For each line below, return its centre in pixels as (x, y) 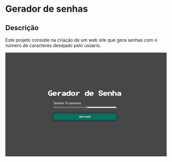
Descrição (22, 28)
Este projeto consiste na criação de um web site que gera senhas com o (81, 40)
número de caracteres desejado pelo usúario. (53, 45)
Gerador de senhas (47, 9)
